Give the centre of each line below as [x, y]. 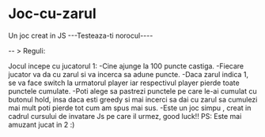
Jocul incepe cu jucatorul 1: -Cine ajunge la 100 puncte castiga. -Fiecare [126, 66]
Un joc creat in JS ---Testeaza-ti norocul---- [81, 35]
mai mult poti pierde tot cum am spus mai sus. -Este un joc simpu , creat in [130, 108]
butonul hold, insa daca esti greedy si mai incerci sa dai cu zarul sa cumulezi [133, 99]
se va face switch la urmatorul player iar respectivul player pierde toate [124, 83]
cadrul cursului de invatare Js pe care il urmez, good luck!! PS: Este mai [125, 116]
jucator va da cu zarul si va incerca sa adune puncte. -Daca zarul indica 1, [129, 74]
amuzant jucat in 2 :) [42, 124]
